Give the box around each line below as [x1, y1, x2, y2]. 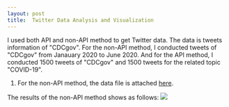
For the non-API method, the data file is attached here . [17, 79, 174, 87]
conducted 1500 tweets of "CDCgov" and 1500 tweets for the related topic [7, 58, 221, 66]
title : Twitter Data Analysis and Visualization [7, 17, 155, 24]
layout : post [7, 10, 45, 17]
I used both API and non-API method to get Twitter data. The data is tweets [7, 35, 223, 44]
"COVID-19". [7, 65, 43, 74]
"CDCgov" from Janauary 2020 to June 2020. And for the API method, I [7, 50, 214, 59]
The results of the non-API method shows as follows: [7, 93, 159, 101]
